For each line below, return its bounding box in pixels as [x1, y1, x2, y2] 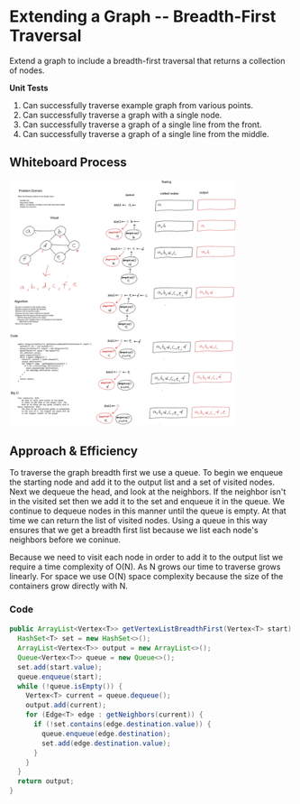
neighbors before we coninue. [9, 534, 122, 545]
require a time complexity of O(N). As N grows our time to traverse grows [9, 561, 281, 572]
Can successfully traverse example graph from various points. [22, 99, 254, 110]
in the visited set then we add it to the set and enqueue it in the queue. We [9, 495, 286, 506]
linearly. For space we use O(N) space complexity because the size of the [9, 570, 284, 581]
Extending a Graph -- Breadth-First [9, 6, 277, 27]
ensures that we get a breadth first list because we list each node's [9, 524, 259, 535]
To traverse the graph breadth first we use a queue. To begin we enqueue [9, 467, 284, 477]
